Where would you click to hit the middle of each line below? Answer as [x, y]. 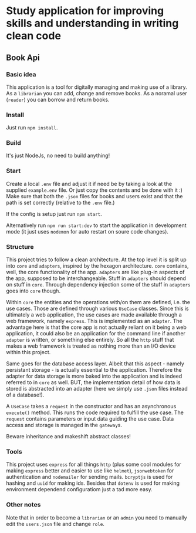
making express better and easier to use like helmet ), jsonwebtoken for [90, 471]
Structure [20, 246]
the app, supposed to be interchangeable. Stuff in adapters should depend [96, 278]
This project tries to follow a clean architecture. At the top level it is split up [96, 259]
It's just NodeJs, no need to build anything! [58, 156]
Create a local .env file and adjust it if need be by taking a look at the [89, 184]
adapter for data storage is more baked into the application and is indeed [94, 376]
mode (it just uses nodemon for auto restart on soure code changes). [87, 231]
